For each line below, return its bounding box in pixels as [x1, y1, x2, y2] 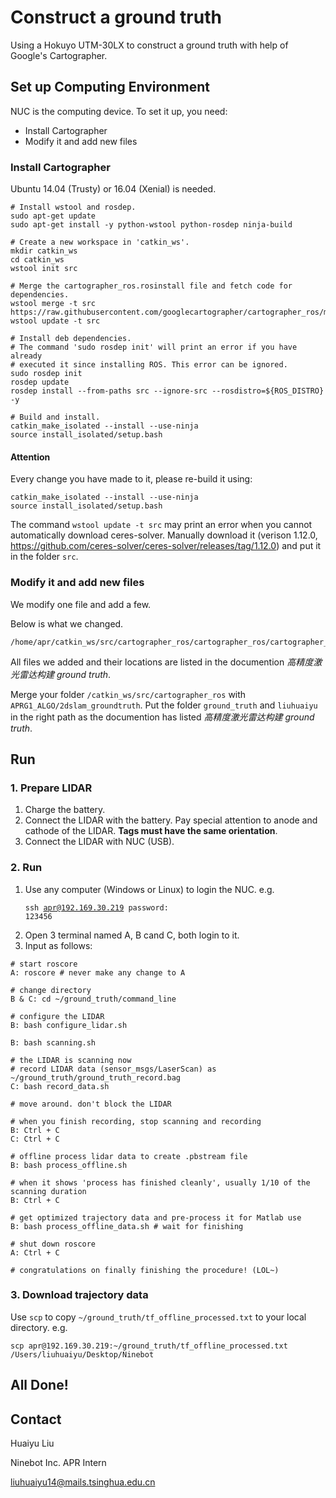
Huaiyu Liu [10, 1437, 55, 1450]
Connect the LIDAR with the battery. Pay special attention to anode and [24, 814, 318, 826]
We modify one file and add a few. [10, 598, 152, 610]
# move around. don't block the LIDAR [10, 1099, 172, 1109]
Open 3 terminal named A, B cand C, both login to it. [24, 929, 240, 941]
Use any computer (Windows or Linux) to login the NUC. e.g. [24, 883, 275, 895]
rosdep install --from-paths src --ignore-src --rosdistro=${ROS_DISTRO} [10, 386, 325, 396]
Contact [10, 1411, 62, 1428]
